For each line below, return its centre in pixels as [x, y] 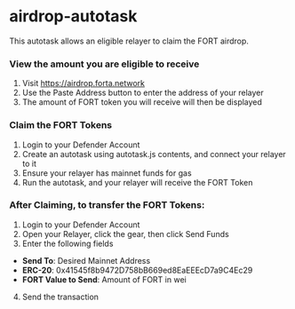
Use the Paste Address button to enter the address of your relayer [143, 93]
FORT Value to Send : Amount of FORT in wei [104, 279]
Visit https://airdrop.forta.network [83, 83]
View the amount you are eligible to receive [104, 64]
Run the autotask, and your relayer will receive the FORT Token [137, 182]
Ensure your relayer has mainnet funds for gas [107, 173]
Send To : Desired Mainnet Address [86, 260]
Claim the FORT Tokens [61, 125]
